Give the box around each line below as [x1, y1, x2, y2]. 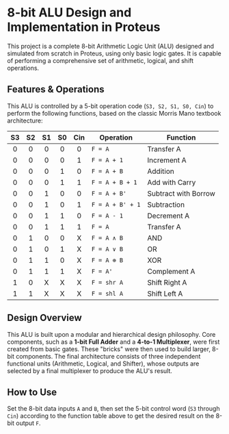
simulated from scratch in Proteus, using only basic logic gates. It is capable [7, 49, 221, 58]
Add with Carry [147, 177, 196, 187]
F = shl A [91, 290, 124, 297]
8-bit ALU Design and [7, 5, 132, 21]
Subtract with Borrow [147, 188, 215, 198]
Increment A [147, 155, 187, 165]
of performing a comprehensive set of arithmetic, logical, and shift [7, 56, 193, 64]
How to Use [7, 386, 57, 398]
